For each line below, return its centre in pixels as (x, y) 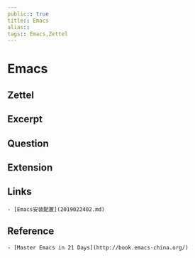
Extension (30, 167)
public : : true (28, 14)
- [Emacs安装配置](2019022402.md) (56, 209)
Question (28, 143)
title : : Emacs (28, 21)
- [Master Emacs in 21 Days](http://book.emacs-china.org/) (98, 247)
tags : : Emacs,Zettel (38, 34)
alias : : (19, 27)
